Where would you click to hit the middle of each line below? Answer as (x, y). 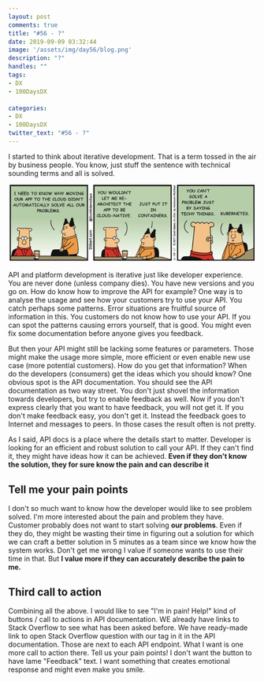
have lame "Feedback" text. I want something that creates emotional (119, 661)
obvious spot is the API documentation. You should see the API (110, 382)
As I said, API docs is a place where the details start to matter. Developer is (130, 440)
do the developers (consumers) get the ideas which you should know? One (130, 374)
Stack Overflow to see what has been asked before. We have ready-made (128, 628)
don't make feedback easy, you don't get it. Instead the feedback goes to (127, 416)
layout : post (30, 17)
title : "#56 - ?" (37, 33)
